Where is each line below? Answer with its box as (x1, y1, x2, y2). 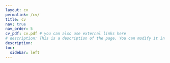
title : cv (5, 17, 26, 22)
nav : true (5, 21, 26, 27)
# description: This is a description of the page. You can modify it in (5, 36, 165, 41)
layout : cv (5, 7, 29, 13)
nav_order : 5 (5, 26, 33, 31)
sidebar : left (10, 50, 40, 55)
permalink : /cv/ (5, 12, 40, 17)
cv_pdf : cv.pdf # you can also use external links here (5, 31, 126, 36)
